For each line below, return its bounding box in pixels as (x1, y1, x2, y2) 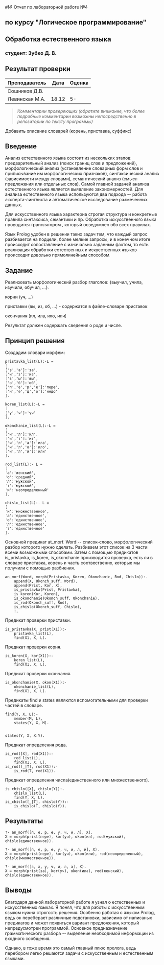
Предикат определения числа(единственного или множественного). (5, 777, 149, 783)
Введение (5, 142, 37, 150)
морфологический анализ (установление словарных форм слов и (5, 165, 143, 171)
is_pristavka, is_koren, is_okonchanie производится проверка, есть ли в (5, 554, 153, 560)
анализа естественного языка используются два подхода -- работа (5, 191, 147, 197)
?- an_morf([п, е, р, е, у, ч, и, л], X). (5, 830, 93, 835)
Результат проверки (5, 65, 71, 73)
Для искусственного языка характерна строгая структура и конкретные (5, 212, 158, 217)
